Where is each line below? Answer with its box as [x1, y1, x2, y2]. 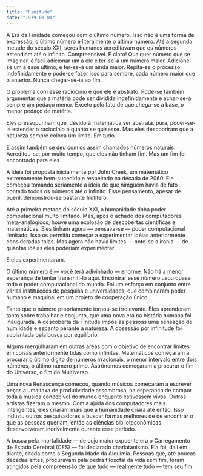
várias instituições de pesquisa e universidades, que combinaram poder [6, 287, 186, 294]
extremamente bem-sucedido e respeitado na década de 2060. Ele [6, 174, 174, 182]
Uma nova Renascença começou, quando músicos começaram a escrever [6, 380, 192, 388]
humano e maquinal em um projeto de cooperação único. [6, 293, 150, 300]
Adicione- [167, 57, 192, 64]
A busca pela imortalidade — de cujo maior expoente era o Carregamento [6, 437, 191, 444]
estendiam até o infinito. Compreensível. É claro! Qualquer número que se [6, 50, 191, 58]
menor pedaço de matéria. [6, 107, 73, 114]
